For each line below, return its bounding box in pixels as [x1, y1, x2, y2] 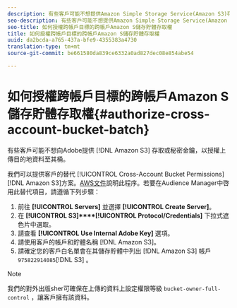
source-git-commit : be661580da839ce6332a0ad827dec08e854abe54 [7, 50, 194, 57]
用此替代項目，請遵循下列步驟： [7, 187, 100, 196]
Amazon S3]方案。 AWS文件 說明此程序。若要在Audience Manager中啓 [25, 178, 230, 187]
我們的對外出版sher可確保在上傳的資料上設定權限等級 [7, 284, 163, 292]
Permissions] [186, 170, 224, 178]
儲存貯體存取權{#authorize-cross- [7, 107, 210, 122]
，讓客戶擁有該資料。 [31, 292, 94, 301]
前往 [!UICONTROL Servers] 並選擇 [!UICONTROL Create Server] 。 [17, 202, 216, 211]
